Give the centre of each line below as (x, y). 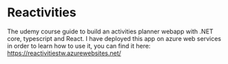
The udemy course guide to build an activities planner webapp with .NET (110, 31)
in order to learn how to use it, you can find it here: (79, 46)
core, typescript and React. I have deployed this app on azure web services (114, 38)
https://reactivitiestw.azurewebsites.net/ (64, 53)
